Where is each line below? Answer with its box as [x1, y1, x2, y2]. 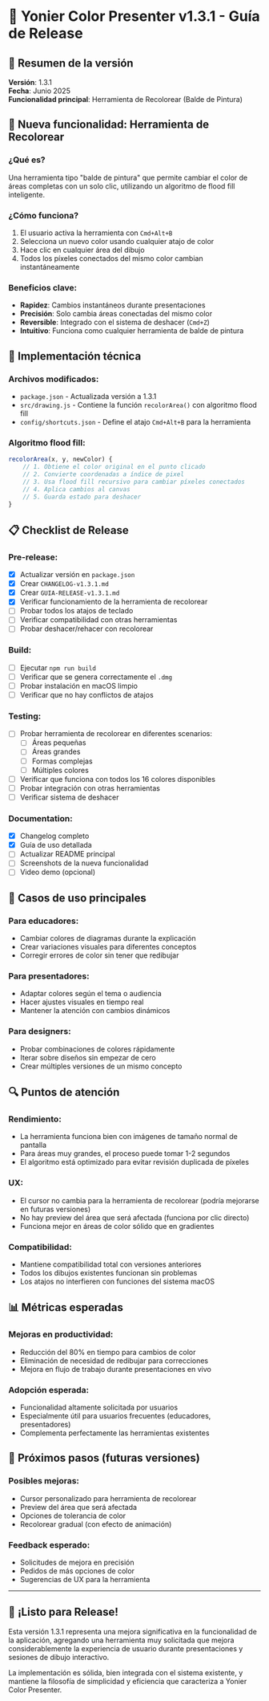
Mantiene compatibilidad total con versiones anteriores [19, 1259, 202, 1269]
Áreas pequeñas [31, 738, 86, 747]
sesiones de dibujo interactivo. [8, 1652, 110, 1662]
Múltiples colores [31, 765, 90, 775]
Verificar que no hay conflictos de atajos [19, 690, 154, 699]
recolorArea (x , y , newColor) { [8, 455, 113, 464]
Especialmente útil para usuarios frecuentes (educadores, [19, 1411, 211, 1421]
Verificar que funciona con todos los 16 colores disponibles [19, 774, 216, 783]
